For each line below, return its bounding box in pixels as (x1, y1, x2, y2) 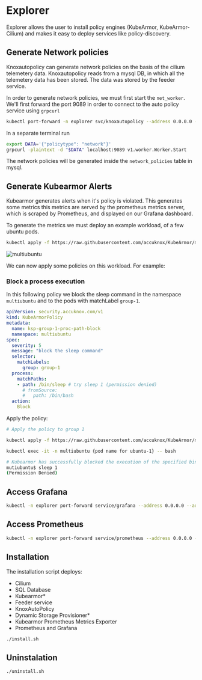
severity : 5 (11, 342, 42, 349)
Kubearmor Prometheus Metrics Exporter (14, 617, 117, 625)
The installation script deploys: (6, 568, 82, 575)
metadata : (6, 320, 31, 326)
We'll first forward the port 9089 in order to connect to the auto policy (6, 100, 179, 108)
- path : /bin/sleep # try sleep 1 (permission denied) (17, 381, 158, 388)
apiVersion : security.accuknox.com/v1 (6, 309, 103, 315)
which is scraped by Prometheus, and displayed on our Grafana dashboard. (6, 210, 194, 217)
